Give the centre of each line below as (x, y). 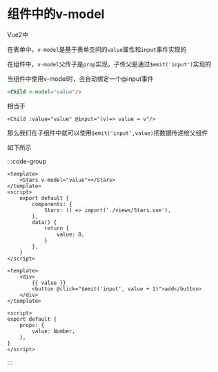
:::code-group (27, 161)
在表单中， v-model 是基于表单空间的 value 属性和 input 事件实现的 (97, 49)
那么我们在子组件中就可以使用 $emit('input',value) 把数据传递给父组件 (108, 133)
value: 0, (70, 234)
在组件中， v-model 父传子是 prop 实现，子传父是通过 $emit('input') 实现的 (109, 64)
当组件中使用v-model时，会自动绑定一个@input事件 (80, 78)
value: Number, (54, 331)
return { (57, 228)
